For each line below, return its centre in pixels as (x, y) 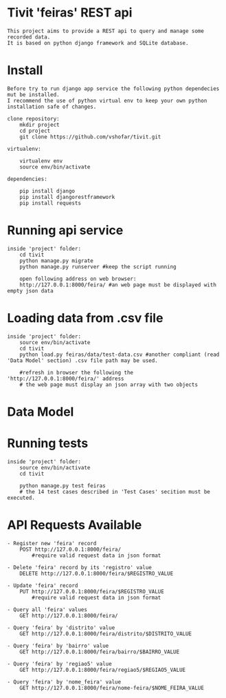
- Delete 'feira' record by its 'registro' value (80, 567)
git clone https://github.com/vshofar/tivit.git (90, 137)
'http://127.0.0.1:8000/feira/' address (66, 379)
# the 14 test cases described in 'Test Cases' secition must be (115, 491)
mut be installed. (33, 94)
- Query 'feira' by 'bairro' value (58, 646)
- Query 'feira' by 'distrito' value (61, 628)
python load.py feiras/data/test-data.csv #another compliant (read (120, 355)
